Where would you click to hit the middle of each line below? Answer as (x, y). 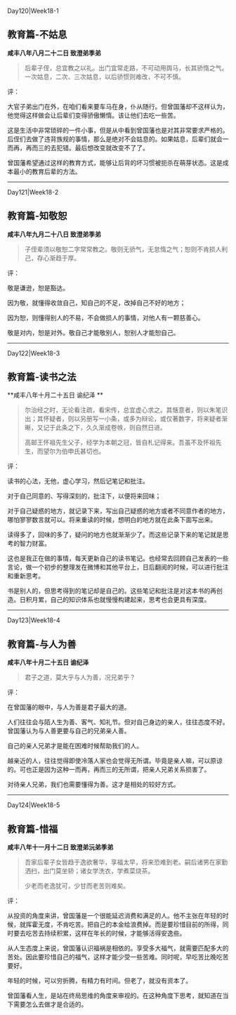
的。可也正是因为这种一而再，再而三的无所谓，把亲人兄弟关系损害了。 (109, 770)
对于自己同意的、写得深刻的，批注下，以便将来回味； (84, 496)
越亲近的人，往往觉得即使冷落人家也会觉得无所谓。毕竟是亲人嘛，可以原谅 (115, 761)
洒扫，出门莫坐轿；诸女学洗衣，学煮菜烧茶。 (89, 871)
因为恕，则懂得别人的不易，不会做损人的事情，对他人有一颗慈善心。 (106, 317)
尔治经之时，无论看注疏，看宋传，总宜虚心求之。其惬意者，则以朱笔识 (126, 410)
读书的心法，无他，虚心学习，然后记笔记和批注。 (78, 481)
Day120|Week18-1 (33, 11)
